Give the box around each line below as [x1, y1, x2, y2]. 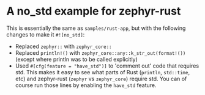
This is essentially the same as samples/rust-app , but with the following [6, 24, 186, 32]
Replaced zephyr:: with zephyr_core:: [15, 43, 112, 50]
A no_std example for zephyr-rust [6, 4, 181, 18]
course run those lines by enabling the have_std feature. [15, 81, 157, 89]
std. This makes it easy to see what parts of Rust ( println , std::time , [15, 68, 190, 76]
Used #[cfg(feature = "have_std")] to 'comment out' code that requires [15, 62, 199, 69]
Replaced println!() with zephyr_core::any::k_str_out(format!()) [15, 49, 186, 56]
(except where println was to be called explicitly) [15, 55, 138, 63]
